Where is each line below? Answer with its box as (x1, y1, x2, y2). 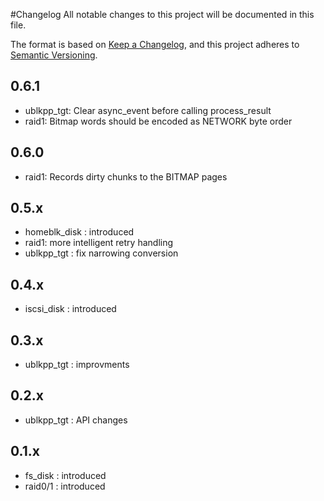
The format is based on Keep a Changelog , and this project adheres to (10, 39, 300, 50)
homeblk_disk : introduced (24, 226, 135, 238)
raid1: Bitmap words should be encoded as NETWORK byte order (24, 115, 293, 127)
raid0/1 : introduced (24, 480, 106, 492)
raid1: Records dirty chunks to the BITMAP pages (24, 170, 228, 183)
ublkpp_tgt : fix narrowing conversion (24, 247, 179, 259)
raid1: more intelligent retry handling (24, 237, 174, 249)
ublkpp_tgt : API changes (24, 414, 128, 426)
